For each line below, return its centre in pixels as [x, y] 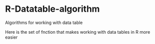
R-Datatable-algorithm [52, 9]
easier [12, 37]
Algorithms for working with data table [44, 22]
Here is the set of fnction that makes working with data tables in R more [78, 32]
